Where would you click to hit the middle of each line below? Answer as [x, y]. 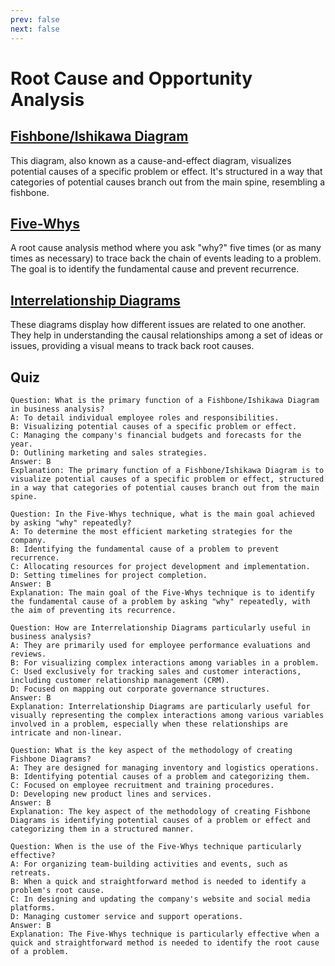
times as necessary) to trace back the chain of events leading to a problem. [166, 258]
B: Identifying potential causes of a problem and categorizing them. [160, 776]
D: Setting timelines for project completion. [109, 575]
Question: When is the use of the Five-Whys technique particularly [156, 846]
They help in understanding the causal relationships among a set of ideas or [167, 335]
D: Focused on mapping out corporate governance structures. [140, 689]
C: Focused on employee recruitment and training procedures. [142, 785]
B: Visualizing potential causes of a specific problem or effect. [154, 426]
